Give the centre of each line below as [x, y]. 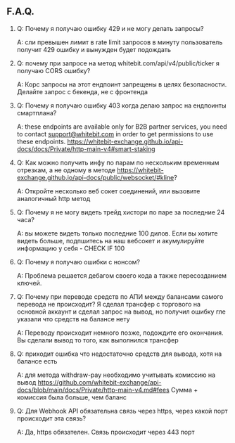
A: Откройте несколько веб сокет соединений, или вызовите [108, 191]
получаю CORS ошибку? [53, 70]
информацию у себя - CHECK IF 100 [71, 248]
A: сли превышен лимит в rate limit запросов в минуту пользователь [120, 42]
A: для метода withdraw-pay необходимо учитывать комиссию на [116, 375]
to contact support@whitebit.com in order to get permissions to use [115, 134]
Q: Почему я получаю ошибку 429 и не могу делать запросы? [110, 28]
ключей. [29, 283]
